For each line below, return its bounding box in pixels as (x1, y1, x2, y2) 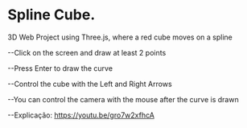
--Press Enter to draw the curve (7, 63, 113, 73)
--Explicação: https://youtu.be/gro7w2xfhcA (7, 110, 154, 120)
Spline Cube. (7, 6, 96, 24)
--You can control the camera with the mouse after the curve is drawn (7, 94, 239, 104)
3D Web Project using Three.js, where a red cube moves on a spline (7, 32, 233, 42)
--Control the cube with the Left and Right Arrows (7, 79, 172, 89)
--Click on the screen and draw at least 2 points (7, 47, 167, 57)
